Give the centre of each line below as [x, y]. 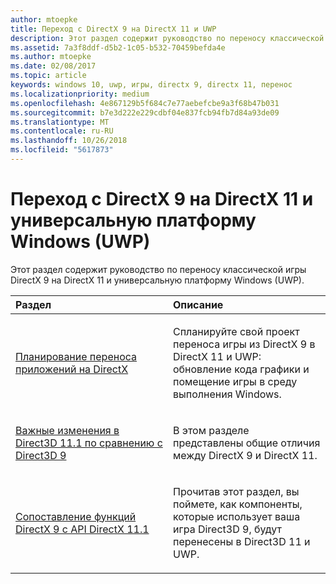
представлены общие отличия [247, 443]
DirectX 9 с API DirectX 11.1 [82, 529]
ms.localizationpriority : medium [80, 94]
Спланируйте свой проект [236, 331]
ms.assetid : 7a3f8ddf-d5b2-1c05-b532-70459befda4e [118, 47]
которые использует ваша [237, 516]
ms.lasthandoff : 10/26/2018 [69, 141]
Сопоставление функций [76, 516]
